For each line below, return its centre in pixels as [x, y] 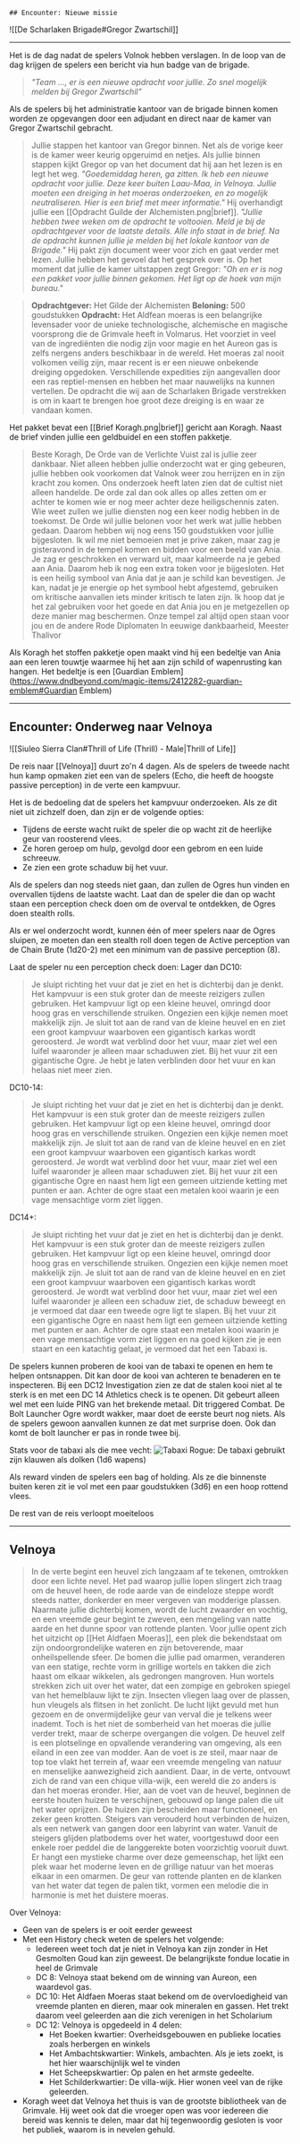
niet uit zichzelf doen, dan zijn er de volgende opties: [107, 811]
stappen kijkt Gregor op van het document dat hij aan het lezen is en [157, 164]
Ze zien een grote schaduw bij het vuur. [95, 867]
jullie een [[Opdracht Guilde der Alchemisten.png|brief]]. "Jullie [147, 212]
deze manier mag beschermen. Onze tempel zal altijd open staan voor [160, 616]
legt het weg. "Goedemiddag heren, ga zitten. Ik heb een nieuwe [150, 174]
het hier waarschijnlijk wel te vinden [115, 2063]
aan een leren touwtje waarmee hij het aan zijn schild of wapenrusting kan [146, 662]
